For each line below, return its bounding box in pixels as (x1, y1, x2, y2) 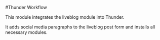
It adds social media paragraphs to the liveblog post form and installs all (5, 24, 155, 30)
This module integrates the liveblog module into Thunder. (5, 14, 125, 20)
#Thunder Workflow (5, 5, 47, 10)
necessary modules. (5, 29, 48, 35)
